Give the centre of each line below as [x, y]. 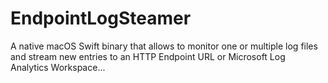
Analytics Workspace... [58, 67]
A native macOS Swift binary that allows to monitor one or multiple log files [164, 46]
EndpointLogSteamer [101, 18]
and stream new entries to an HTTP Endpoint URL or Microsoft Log [148, 56]
